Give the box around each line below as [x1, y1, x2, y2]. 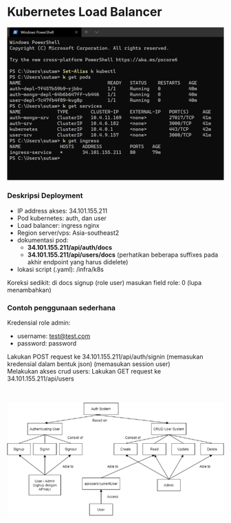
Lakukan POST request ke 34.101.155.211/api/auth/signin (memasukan [7, 352, 203, 361]
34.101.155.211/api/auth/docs [27, 243, 112, 251]
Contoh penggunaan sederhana [7, 303, 115, 312]
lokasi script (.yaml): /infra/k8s [16, 265, 104, 273]
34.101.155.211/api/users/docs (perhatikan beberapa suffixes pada [27, 250, 219, 259]
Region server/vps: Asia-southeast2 [16, 228, 120, 237]
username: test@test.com [16, 332, 91, 340]
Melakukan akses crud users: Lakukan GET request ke [7, 367, 162, 375]
